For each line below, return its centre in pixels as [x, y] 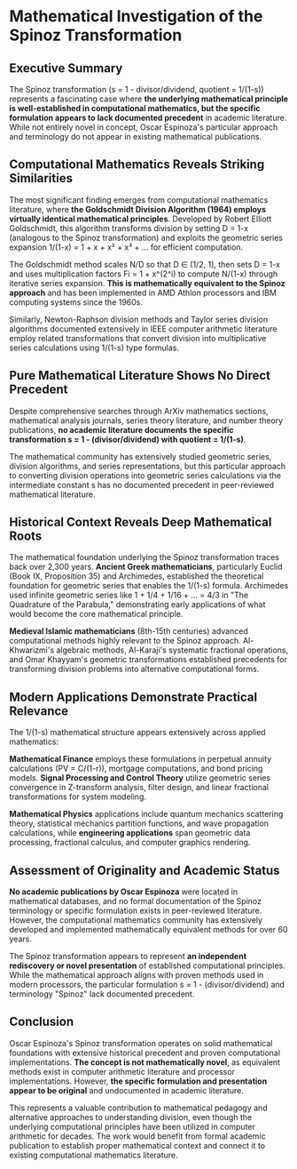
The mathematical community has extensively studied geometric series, [141, 456]
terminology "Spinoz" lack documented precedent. [102, 994]
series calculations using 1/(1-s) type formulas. [94, 348]
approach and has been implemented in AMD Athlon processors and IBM [143, 292]
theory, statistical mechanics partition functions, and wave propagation [139, 823]
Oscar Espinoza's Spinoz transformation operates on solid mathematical [141, 1043]
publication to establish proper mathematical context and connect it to [137, 1145]
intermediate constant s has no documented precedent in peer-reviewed [142, 484]
